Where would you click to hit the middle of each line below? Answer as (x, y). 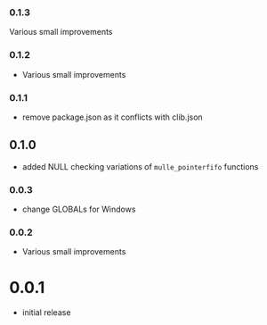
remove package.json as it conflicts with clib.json (112, 117)
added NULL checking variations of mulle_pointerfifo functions (140, 166)
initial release (46, 312)
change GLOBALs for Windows (79, 209)
